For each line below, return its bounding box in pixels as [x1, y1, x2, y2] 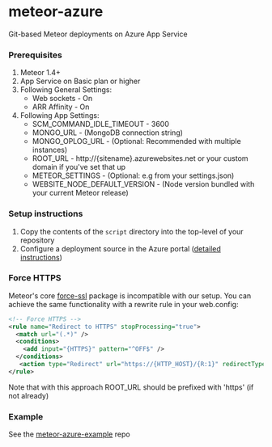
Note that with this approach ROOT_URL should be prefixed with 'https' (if [8, 382, 254, 392]
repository [19, 235, 55, 245]
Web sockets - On [32, 94, 93, 103]
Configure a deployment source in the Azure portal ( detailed [19, 243, 221, 253]
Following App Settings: [19, 111, 100, 120]
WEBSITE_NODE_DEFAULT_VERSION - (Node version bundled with [32, 179, 255, 189]
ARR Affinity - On [32, 102, 90, 112]
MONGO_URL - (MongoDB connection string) [32, 128, 184, 137]
